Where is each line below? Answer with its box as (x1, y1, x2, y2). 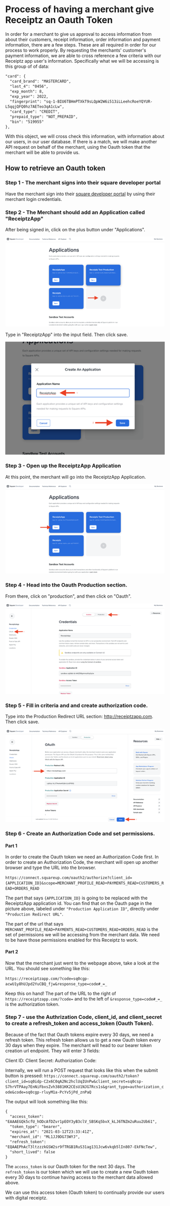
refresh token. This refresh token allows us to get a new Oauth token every (5, 1036, 161, 1043)
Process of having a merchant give (5, 4, 154, 15)
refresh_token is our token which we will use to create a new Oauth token (5, 1169, 159, 1175)
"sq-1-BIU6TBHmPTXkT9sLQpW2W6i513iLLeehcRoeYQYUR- (44, 99, 153, 104)
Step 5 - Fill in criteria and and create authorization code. (5, 702, 148, 709)
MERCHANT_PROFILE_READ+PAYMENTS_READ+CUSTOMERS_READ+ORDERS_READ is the (5, 926, 158, 932)
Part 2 (5, 948, 19, 954)
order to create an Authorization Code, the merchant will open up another (5, 859, 158, 865)
